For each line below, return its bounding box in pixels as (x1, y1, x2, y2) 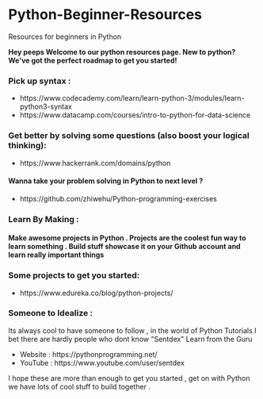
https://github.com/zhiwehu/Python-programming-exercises (19, 194, 218, 203)
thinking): (8, 140, 47, 152)
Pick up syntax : (8, 75, 71, 86)
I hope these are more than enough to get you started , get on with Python (8, 373, 250, 382)
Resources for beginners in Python (8, 32, 122, 41)
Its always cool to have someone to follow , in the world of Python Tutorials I (8, 325, 257, 335)
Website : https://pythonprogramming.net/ (19, 349, 158, 359)
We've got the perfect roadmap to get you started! (8, 56, 177, 65)
